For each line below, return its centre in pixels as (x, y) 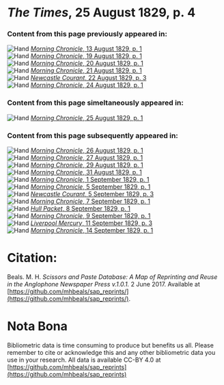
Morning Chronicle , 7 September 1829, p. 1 (90, 201)
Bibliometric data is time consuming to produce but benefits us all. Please (110, 345)
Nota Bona (38, 327)
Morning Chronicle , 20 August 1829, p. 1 (87, 64)
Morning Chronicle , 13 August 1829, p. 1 (86, 49)
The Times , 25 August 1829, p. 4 (101, 13)
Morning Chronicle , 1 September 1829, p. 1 (90, 180)
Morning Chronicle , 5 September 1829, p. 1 (90, 187)
